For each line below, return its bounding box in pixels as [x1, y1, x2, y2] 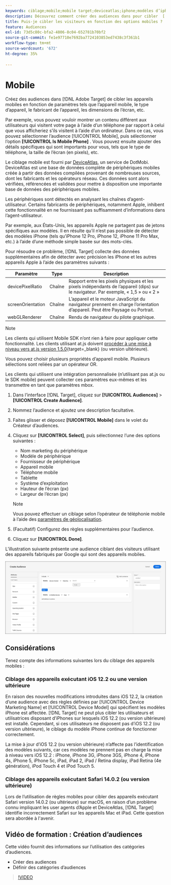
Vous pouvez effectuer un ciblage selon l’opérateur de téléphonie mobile [12, 511, 165, 517]
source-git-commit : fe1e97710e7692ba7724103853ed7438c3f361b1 [5, 35, 140, 40]
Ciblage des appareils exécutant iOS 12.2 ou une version [5, 675, 148, 682]
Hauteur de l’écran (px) [20, 486, 69, 492]
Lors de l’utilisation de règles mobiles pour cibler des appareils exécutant [5, 794, 159, 800]
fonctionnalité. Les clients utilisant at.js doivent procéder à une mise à [5, 341, 152, 347]
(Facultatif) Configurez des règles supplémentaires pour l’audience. [12, 526, 154, 533]
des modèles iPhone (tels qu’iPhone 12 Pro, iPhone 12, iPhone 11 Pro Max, [5, 233, 159, 239]
